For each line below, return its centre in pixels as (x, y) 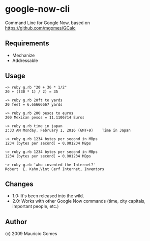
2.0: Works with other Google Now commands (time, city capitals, (79, 201)
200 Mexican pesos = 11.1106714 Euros (45, 117)
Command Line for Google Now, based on (47, 23)
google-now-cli (37, 9)
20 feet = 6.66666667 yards (34, 104)
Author (16, 222)
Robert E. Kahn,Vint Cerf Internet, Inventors (55, 169)
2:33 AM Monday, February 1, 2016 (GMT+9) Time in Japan (68, 130)
